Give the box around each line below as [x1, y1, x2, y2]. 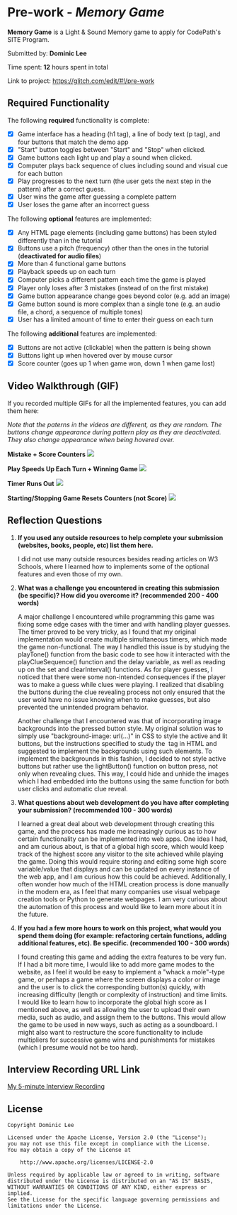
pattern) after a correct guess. [17, 185, 106, 194]
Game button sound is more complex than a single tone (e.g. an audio [17, 299, 221, 308]
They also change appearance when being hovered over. [7, 435, 175, 444]
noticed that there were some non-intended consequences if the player [17, 672, 226, 681]
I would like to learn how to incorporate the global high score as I [17, 998, 207, 1006]
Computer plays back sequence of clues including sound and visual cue [17, 161, 229, 170]
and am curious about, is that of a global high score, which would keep [17, 842, 224, 850]
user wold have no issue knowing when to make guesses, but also [17, 695, 211, 703]
